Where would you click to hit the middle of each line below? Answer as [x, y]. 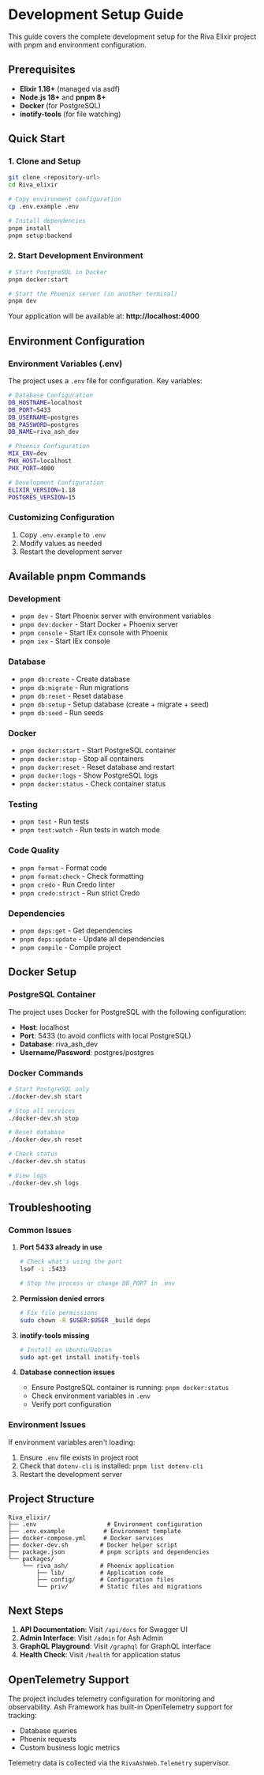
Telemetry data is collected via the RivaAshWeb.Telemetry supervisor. [119, 1763]
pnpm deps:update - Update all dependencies [92, 939]
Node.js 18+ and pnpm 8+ [63, 97]
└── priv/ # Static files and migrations [119, 1586]
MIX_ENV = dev [28, 454]
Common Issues [40, 1230]
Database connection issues [67, 1372]
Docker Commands [46, 1072]
